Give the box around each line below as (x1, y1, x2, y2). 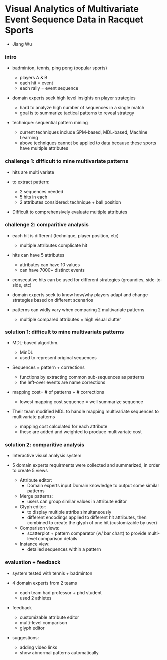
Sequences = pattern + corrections (12, 364, 85, 370)
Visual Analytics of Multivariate (5, 3, 139, 15)
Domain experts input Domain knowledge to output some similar (27, 483, 160, 489)
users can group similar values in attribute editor (27, 498, 127, 505)
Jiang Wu (12, 41, 32, 47)
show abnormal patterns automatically (19, 649, 99, 655)
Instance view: (19, 541, 50, 547)
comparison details (38, 536, 78, 542)
